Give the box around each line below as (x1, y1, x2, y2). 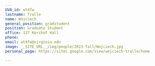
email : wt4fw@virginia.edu (5, 40, 61, 45)
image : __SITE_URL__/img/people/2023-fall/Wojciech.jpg (5, 44, 123, 49)
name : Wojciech (5, 16, 37, 21)
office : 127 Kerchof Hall (5, 30, 59, 35)
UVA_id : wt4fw (5, 7, 35, 12)
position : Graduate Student (5, 26, 64, 31)
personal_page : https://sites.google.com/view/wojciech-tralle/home (5, 49, 150, 54)
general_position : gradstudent (5, 21, 70, 26)
